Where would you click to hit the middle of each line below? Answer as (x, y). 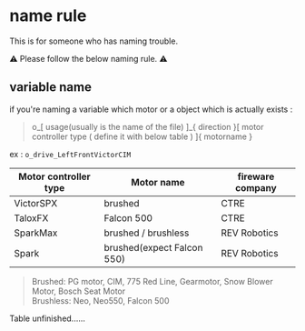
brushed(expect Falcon (153, 247)
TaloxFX (31, 217)
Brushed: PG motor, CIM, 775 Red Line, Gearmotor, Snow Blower (152, 281)
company (256, 187)
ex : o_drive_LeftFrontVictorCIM (70, 154)
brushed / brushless (147, 233)
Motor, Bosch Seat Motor (79, 291)
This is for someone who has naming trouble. (94, 41)
